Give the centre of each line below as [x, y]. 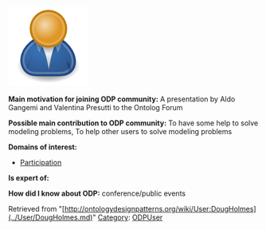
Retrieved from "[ [37, 209]
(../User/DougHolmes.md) [51, 217]
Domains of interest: [43, 147]
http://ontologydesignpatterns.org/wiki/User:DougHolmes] [160, 209]
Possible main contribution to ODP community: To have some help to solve [133, 123]
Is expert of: [29, 178]
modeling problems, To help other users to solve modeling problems [120, 131]
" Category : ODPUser [128, 217]
